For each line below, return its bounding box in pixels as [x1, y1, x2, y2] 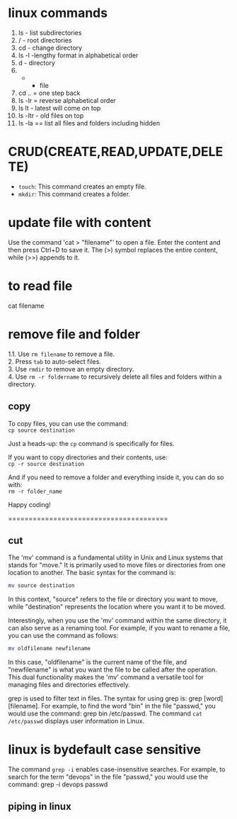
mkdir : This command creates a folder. [18, 189, 130, 198]
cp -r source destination [8, 460, 84, 467]
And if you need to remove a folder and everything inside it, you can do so [8, 473, 224, 481]
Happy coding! [8, 500, 52, 508]
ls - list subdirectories [18, 28, 82, 37]
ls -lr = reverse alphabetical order [18, 96, 116, 104]
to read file [8, 278, 73, 294]
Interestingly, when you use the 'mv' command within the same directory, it [8, 616, 227, 625]
